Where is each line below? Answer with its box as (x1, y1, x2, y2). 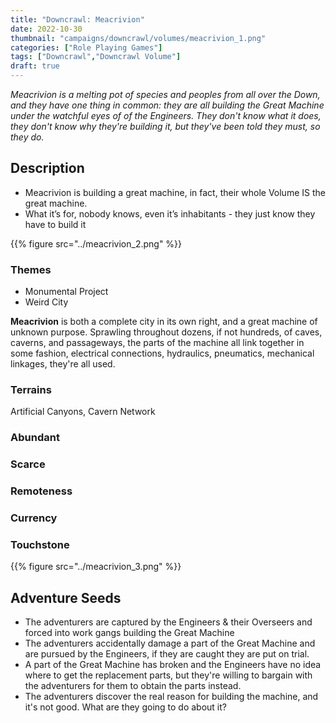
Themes (10, 262, 52, 276)
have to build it (24, 218, 87, 230)
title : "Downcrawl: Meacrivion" (10, 14, 145, 25)
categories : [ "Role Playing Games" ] (10, 42, 163, 53)
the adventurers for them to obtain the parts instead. (24, 680, 242, 692)
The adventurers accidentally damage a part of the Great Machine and (24, 637, 316, 650)
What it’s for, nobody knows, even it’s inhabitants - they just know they (24, 207, 316, 220)
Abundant (10, 431, 60, 445)
